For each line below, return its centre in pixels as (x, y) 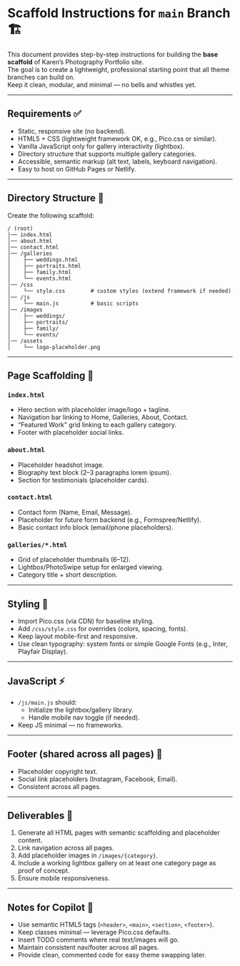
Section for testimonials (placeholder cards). (83, 480)
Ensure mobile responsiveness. (64, 878)
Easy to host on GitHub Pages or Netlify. (77, 168)
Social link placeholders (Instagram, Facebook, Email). (97, 779)
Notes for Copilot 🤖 (51, 907)
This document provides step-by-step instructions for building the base (113, 54)
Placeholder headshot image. (61, 465)
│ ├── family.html (40, 272)
